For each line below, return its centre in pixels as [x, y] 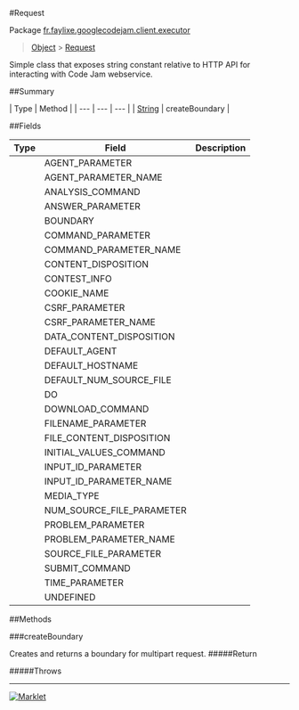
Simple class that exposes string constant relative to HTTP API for [130, 65]
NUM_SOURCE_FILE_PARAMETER [115, 510]
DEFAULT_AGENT [81, 351]
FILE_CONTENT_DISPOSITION [107, 438]
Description [221, 148]
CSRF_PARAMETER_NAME [100, 322]
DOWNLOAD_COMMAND [97, 409]
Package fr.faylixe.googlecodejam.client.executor [100, 30]
